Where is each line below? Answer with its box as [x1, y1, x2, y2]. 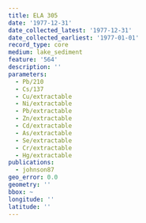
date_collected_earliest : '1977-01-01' [8, 33, 140, 42]
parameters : [8, 70, 47, 78]
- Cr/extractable [15, 144, 73, 152]
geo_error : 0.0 [8, 173, 58, 182]
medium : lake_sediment [8, 48, 83, 56]
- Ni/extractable [15, 100, 73, 108]
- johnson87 [15, 166, 55, 174]
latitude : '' [8, 202, 51, 210]
